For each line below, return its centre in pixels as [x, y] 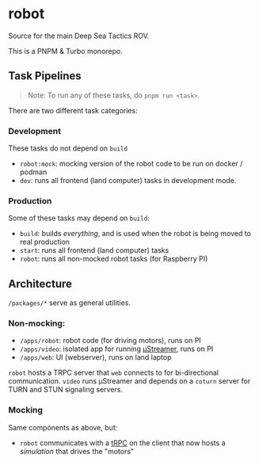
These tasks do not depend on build [68, 148]
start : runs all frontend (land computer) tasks [94, 250]
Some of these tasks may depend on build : [79, 218]
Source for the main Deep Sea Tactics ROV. [79, 36]
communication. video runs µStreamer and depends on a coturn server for [129, 381]
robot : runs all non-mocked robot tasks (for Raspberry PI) [114, 259]
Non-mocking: [37, 323]
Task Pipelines [45, 76]
